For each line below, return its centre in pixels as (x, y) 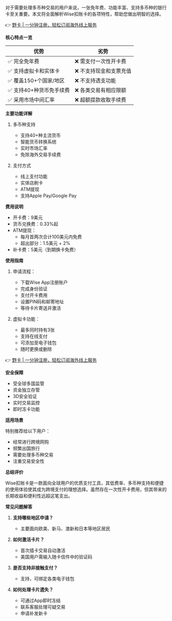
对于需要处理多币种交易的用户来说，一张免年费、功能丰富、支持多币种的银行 (86, 7)
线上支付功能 (34, 176)
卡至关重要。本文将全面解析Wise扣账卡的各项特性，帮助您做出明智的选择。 (84, 14)
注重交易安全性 (28, 461)
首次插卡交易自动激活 (43, 550)
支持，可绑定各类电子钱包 (47, 579)
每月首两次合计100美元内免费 (51, 237)
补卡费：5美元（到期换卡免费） (46, 250)
